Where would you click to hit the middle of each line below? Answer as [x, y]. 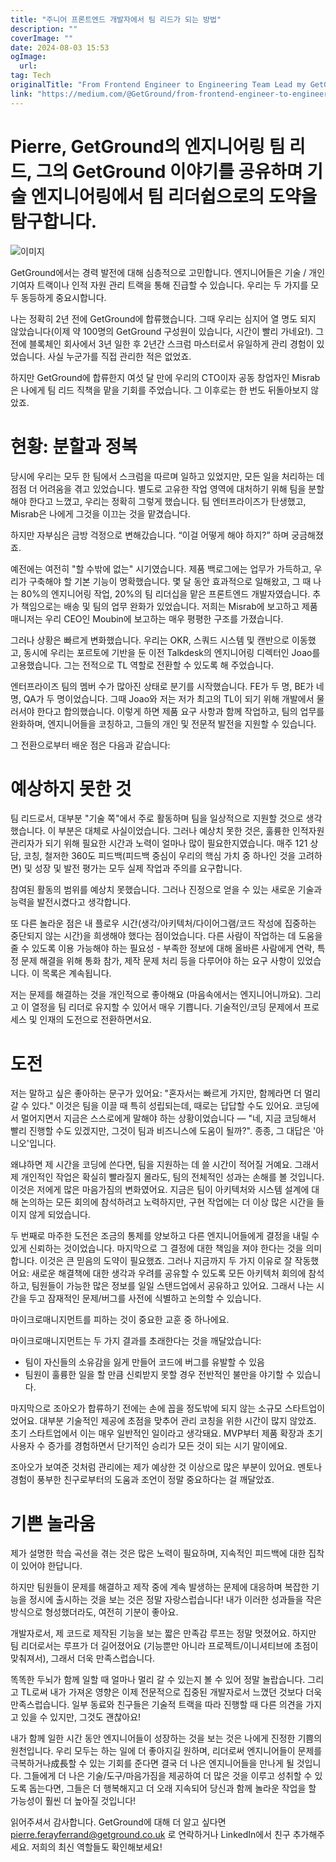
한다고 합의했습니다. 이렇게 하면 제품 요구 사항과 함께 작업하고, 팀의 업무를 [180, 711]
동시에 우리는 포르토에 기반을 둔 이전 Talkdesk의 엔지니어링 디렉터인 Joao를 [172, 652]
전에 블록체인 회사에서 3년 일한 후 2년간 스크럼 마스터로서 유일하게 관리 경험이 [162, 343]
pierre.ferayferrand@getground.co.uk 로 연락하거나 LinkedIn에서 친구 [150, 1835]
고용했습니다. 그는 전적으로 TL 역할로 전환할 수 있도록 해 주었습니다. [142, 665]
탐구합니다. [54, 221]
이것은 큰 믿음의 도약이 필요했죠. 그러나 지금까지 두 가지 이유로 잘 [166, 1261]
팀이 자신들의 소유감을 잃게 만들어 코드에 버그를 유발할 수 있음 [144, 1362]
